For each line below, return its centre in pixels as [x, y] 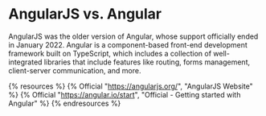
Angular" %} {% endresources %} [65, 103]
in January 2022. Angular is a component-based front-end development [128, 44]
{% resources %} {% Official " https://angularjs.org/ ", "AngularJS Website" [131, 86]
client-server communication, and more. [75, 70]
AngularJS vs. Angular [85, 14]
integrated [25, 62]
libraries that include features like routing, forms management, [147, 62]
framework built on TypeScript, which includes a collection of [110, 53]
